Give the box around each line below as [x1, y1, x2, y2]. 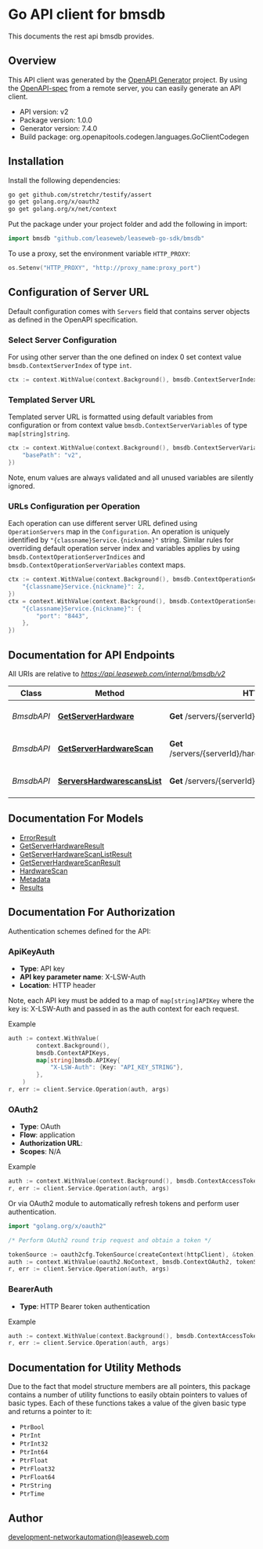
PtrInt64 [19, 1449, 49, 1456]
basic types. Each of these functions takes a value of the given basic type [8, 1398, 247, 1408]
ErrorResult [19, 833, 56, 842]
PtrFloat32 [19, 1465, 56, 1473]
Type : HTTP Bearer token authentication [19, 1301, 150, 1311]
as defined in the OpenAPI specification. [8, 315, 139, 324]
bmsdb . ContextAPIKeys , [36, 1049, 110, 1057]
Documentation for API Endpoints [8, 648, 175, 662]
